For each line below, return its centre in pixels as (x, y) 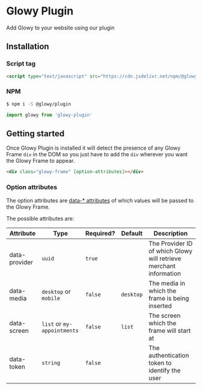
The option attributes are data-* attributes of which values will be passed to (100, 200)
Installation (28, 47)
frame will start (170, 331)
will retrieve (165, 258)
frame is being (169, 298)
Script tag (21, 64)
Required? (100, 233)
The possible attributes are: (40, 218)
